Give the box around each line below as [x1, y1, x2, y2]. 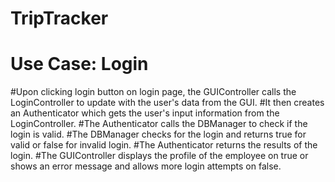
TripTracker [10, 7, 109, 30]
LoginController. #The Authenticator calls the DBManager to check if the [10, 118, 308, 130]
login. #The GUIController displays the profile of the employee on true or [10, 150, 309, 162]
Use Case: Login [10, 53, 149, 76]
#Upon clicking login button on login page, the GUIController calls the [10, 86, 297, 98]
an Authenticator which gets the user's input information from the [10, 107, 280, 119]
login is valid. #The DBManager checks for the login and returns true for [10, 128, 307, 141]
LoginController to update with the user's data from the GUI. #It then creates [10, 97, 325, 109]
